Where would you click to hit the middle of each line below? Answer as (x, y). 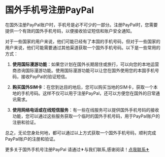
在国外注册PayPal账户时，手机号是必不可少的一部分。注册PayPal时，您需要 (82, 25)
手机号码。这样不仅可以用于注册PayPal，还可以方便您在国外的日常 (88, 93)
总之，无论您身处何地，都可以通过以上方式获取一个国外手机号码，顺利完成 (81, 133)
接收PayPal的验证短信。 (45, 77)
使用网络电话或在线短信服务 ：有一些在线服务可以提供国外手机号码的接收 (85, 110)
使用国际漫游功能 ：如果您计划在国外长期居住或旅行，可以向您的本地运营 (85, 64)
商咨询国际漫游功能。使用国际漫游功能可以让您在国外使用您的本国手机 (83, 70)
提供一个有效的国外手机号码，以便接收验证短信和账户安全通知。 (70, 31)
